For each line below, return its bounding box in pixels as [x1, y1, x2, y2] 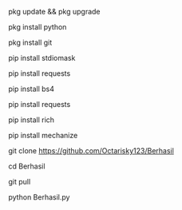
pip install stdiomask [8, 53, 76, 62]
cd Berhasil [8, 161, 45, 171]
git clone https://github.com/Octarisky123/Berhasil [8, 146, 174, 155]
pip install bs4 [8, 84, 54, 93]
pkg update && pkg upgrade [8, 7, 101, 16]
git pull [8, 177, 31, 186]
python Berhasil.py [8, 192, 70, 202]
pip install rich [8, 115, 54, 125]
